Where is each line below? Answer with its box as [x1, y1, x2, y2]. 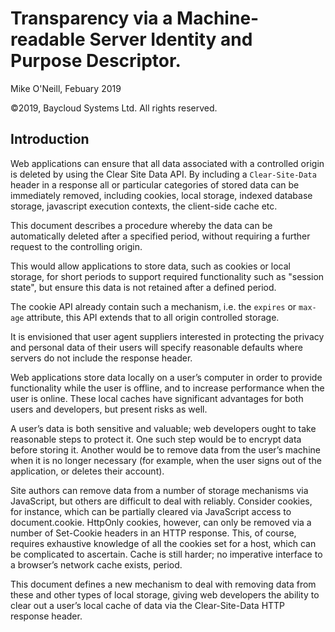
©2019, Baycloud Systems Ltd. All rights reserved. [10, 102, 218, 114]
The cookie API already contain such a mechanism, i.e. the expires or [10, 300, 297, 312]
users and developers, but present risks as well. [10, 403, 208, 415]
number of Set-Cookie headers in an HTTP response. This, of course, [10, 527, 297, 539]
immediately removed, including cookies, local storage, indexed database [10, 189, 313, 201]
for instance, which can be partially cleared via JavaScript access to [10, 505, 292, 517]
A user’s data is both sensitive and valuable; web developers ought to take [10, 422, 317, 434]
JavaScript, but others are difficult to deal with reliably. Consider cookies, [10, 495, 313, 507]
